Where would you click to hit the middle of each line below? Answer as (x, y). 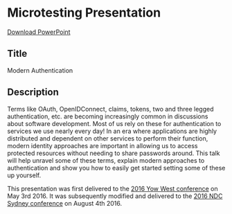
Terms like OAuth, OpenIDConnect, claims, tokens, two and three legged (110, 109)
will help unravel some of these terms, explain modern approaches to (106, 160)
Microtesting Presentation (84, 13)
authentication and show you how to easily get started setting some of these (116, 168)
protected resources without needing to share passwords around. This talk (114, 153)
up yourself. (24, 175)
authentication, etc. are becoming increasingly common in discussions (108, 116)
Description (33, 92)
